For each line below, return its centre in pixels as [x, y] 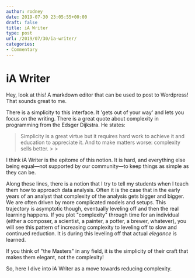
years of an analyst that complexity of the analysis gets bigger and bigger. [95, 196]
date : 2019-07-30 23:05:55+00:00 [47, 17]
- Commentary [22, 50]
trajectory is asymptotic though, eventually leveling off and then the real [93, 208]
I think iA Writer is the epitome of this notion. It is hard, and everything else [96, 160]
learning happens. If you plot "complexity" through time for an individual [93, 215]
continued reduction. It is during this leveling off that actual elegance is [91, 233]
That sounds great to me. [36, 101]
